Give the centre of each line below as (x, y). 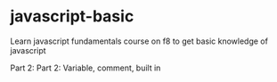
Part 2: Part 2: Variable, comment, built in (86, 68)
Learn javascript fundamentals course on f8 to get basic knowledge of (139, 41)
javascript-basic (72, 16)
